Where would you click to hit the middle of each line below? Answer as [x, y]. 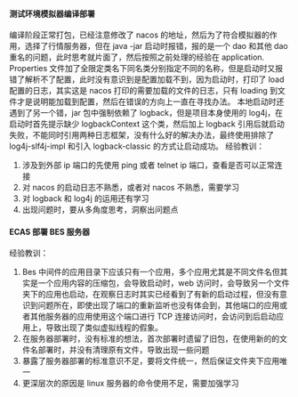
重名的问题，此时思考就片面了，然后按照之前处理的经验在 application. [137, 57]
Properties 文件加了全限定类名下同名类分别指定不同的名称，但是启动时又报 [146, 69]
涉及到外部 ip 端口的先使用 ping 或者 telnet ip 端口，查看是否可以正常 [149, 166]
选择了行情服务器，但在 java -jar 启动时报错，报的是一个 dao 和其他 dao [156, 46]
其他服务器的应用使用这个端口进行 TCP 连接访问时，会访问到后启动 [153, 317]
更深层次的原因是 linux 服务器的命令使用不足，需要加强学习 [130, 384]
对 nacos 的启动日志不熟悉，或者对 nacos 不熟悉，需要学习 [131, 188]
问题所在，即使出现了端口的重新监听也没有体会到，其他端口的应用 [159, 305]
